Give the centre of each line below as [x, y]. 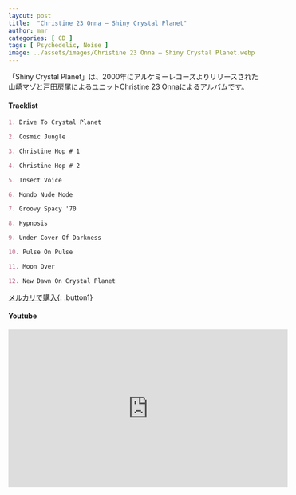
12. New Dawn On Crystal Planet [62, 281]
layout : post [30, 16]
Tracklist [23, 106]
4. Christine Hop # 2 [44, 166]
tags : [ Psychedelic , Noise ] [59, 46]
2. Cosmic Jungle [37, 137]
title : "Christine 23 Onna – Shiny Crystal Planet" [98, 23]
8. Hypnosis [28, 224]
